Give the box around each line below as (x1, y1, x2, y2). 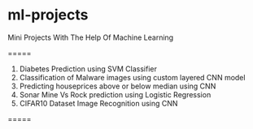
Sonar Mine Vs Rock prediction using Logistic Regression (19, 89, 212, 99)
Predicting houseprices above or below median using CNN (19, 81, 216, 91)
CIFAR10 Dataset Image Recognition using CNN (19, 98, 178, 108)
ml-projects (7, 6, 89, 24)
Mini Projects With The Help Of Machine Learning (7, 32, 174, 42)
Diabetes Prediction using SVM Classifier (19, 63, 158, 74)
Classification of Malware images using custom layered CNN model (19, 72, 246, 82)
